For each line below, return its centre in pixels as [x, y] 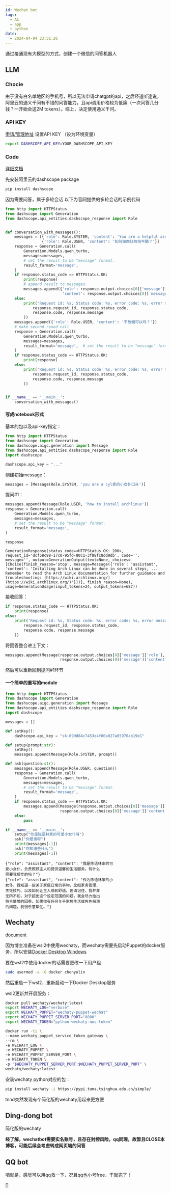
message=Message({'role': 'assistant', [116, 564]
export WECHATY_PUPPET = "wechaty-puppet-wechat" [57, 1012]
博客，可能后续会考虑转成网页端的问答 [45, 1146]
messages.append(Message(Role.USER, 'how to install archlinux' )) [77, 504]
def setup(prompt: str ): [31, 745]
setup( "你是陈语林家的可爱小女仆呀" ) [49, 834]
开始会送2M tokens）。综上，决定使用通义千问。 [69, 109]
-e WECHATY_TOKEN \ [26, 1060]
